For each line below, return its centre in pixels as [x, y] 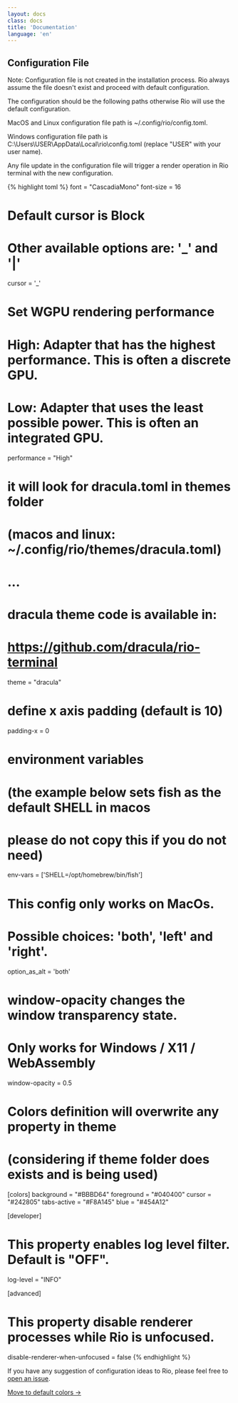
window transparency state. [93, 1015]
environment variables [76, 760]
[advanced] [24, 1293]
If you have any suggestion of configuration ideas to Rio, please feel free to [118, 1371]
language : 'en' [30, 34]
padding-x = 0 [29, 731]
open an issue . [29, 1378]
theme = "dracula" [35, 683]
